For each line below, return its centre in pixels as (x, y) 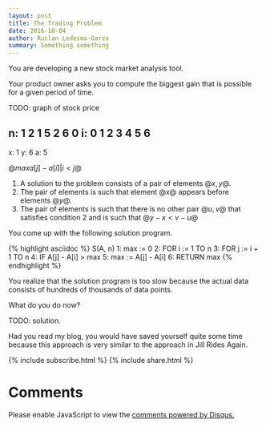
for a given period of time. (51, 92)
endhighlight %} (35, 265)
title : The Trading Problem (55, 23)
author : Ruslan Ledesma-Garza (59, 38)
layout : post (30, 16)
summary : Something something (59, 46)
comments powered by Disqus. (183, 414)
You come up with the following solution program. (90, 232)
